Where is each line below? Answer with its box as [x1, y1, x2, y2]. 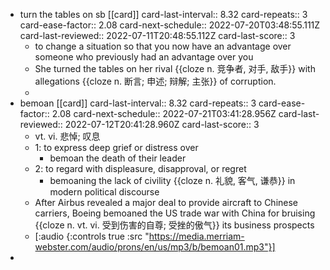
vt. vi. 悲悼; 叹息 [34, 130, 101, 142]
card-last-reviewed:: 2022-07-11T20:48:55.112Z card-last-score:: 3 [19, 30, 296, 41]
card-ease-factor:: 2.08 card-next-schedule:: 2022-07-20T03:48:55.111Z [19, 19, 321, 31]
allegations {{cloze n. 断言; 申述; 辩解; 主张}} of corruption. [34, 75, 277, 87]
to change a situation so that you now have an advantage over [34, 40, 292, 52]
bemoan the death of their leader [49, 152, 187, 164]
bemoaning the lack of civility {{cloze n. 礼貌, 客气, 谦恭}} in [49, 175, 296, 186]
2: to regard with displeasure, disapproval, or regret [34, 163, 247, 174]
